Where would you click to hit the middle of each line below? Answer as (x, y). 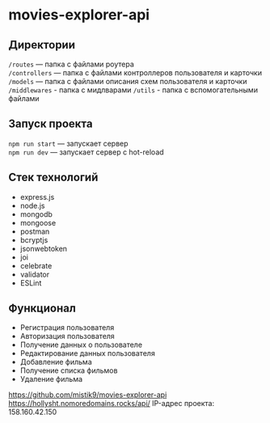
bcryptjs (34, 239)
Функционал (42, 309)
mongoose (38, 222)
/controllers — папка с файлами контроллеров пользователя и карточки (135, 73)
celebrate (36, 265)
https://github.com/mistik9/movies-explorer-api (88, 395)
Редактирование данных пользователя (87, 353)
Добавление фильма (56, 362)
